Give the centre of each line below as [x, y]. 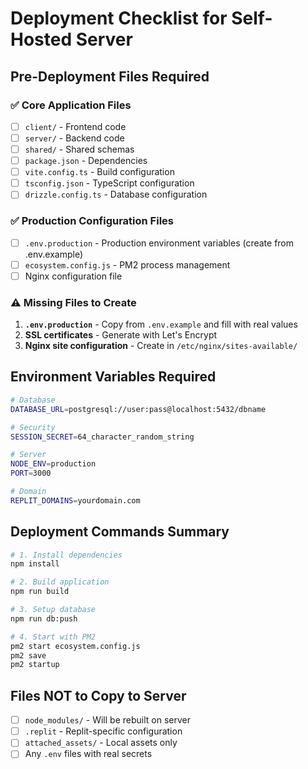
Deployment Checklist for [119, 18]
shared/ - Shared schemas [79, 149]
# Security [33, 427]
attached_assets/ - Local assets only [101, 743]
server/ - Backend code [74, 138]
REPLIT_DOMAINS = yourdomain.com [75, 500]
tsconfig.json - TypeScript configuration [109, 183]
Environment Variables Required [113, 377]
